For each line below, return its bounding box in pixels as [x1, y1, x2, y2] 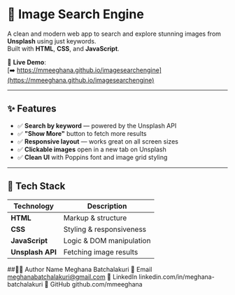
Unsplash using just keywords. [7, 36, 97, 45]
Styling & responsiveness [63, 224, 147, 234]
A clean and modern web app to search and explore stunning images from [7, 29, 222, 38]
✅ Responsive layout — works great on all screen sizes [17, 137, 178, 146]
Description [87, 201, 127, 211]
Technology [13, 201, 55, 211]
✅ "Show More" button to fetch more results [17, 129, 147, 137]
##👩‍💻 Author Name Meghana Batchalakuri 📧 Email [7, 265, 152, 273]
